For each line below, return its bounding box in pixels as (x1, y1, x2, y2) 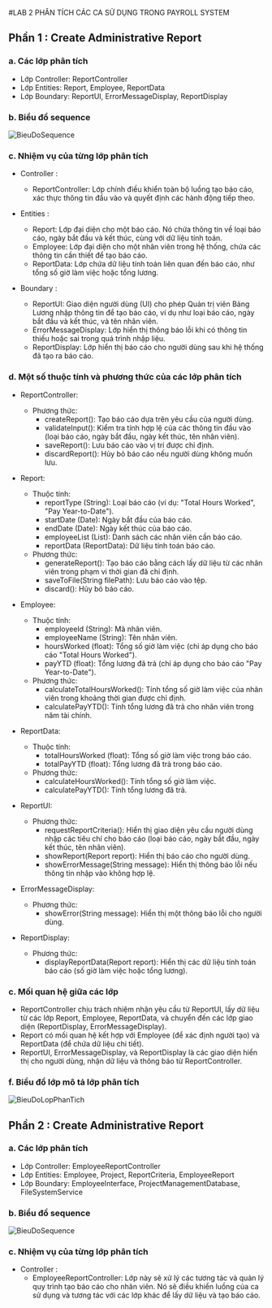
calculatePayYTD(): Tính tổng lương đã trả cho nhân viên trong (44, 701, 254, 711)
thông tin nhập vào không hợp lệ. (44, 868, 156, 877)
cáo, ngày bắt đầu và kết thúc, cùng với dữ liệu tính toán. (32, 233, 223, 243)
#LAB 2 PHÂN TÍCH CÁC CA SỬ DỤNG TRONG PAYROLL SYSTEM (8, 8, 230, 17)
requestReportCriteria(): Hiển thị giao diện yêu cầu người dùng (44, 825, 253, 834)
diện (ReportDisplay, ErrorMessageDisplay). (19, 1021, 167, 1031)
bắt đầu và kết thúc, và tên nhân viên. (32, 317, 158, 327)
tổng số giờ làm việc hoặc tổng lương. (32, 268, 159, 278)
